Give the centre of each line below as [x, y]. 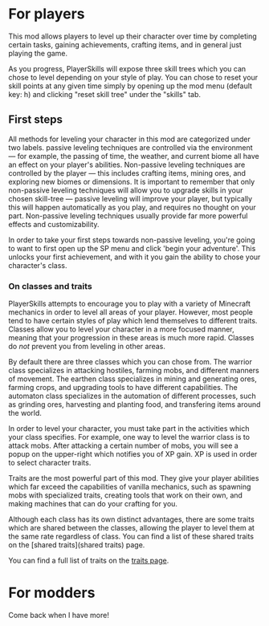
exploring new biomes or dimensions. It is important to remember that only [132, 181]
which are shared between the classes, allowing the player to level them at [132, 528]
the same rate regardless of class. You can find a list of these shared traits [131, 537]
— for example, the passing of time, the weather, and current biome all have [134, 156]
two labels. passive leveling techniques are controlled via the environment [130, 147]
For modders [52, 593]
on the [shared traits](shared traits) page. [77, 545]
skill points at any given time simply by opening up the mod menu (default [130, 86]
